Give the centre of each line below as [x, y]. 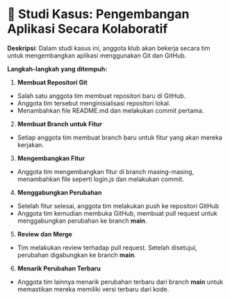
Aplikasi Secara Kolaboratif [88, 29]
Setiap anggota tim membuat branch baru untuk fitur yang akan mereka [120, 137]
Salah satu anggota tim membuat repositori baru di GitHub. [101, 96]
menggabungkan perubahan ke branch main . [82, 221]
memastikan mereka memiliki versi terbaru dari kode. [93, 289]
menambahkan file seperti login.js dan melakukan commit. [100, 179]
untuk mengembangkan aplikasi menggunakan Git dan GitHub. [97, 55]
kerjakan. [30, 144]
